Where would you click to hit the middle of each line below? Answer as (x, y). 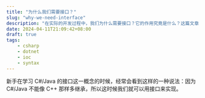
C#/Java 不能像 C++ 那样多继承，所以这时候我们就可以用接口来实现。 (94, 88)
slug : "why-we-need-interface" (46, 18)
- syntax (28, 63)
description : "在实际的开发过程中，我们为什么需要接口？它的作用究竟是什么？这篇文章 (103, 23)
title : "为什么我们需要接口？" (41, 12)
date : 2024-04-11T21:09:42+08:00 (49, 29)
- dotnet (28, 52)
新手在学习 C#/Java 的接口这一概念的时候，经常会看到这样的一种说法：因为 (101, 81)
